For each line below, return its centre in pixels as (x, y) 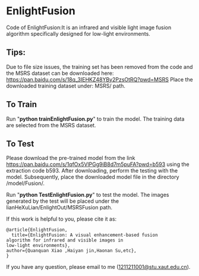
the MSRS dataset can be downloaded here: (60, 73)
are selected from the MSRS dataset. (51, 125)
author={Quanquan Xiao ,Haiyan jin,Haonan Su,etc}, (71, 251)
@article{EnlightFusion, (37, 230)
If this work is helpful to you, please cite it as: (61, 219)
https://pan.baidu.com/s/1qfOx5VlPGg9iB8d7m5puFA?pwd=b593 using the (98, 164)
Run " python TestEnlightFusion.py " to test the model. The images (88, 195)
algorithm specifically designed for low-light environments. (78, 33)
